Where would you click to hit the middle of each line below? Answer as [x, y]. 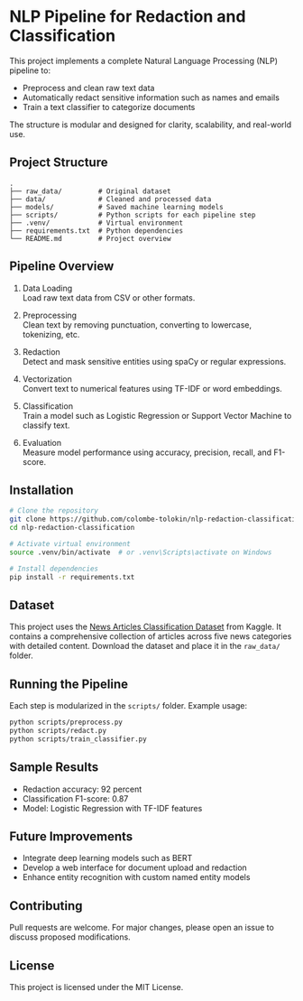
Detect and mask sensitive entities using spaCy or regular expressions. [154, 361]
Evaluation [42, 442]
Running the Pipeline [69, 684]
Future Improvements [71, 836]
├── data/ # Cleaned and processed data [110, 199]
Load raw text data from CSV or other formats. [109, 297]
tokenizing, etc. [51, 334]
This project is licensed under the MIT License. [96, 987]
